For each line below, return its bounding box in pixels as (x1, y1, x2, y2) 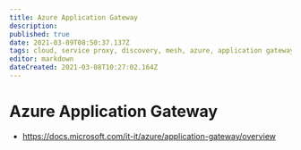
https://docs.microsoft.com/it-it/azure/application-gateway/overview (21, 130, 276, 141)
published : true (9, 29, 70, 38)
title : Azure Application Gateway (9, 12, 139, 22)
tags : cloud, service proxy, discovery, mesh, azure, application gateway (9, 46, 295, 55)
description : (9, 21, 58, 30)
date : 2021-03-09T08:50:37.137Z (9, 37, 130, 47)
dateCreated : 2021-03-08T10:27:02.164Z (9, 63, 159, 72)
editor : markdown (9, 54, 74, 63)
